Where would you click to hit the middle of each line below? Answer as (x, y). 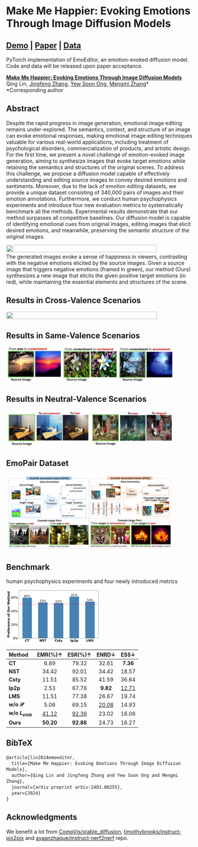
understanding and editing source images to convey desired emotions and (97, 180)
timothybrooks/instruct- (153, 832)
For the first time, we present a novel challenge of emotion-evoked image (95, 154)
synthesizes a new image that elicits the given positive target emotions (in (96, 275)
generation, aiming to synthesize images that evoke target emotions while (96, 161)
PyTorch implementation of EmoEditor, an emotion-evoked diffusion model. (98, 60)
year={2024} (26, 793)
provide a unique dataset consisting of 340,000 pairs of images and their (95, 192)
